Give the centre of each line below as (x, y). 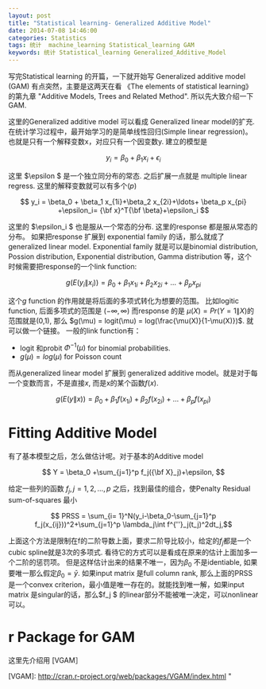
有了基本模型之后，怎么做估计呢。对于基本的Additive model (106, 456)
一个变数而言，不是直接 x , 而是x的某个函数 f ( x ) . (83, 383)
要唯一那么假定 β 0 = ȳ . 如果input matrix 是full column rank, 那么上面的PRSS (130, 574)
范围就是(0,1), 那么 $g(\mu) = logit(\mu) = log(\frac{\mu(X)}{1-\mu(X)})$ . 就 (131, 320)
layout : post (30, 16)
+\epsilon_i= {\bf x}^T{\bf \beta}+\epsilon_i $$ (133, 210)
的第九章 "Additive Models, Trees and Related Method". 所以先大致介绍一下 (131, 96)
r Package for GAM (71, 637)
